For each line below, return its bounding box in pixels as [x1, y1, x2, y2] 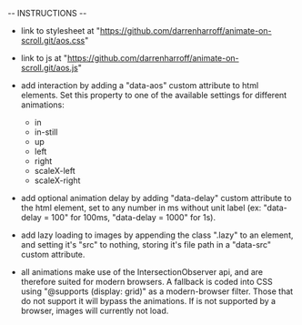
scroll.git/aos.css [20, 36, 86, 46]
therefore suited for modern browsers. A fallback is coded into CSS [20, 277, 273, 287]
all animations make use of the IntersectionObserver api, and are [20, 267, 264, 277]
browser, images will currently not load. [20, 305, 169, 316]
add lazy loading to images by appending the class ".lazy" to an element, [20, 229, 294, 240]
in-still [34, 127, 58, 137]
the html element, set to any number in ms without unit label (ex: [20, 202, 262, 213]
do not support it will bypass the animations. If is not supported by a [20, 296, 277, 306]
